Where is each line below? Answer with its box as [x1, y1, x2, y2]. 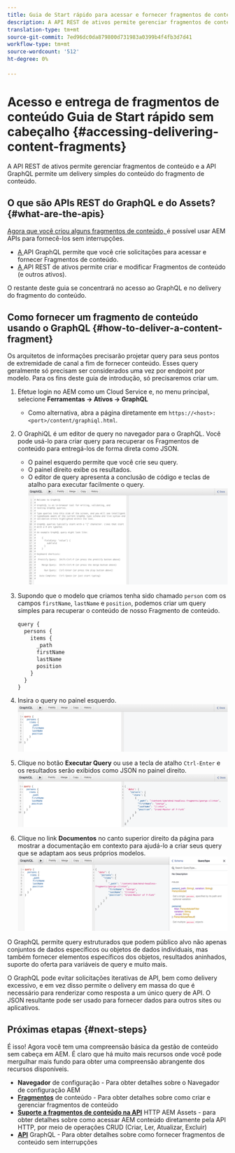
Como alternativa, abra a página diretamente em [27, 408, 168, 417]
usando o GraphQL [7, 322, 91, 334]
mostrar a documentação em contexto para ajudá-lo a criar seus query [17, 841, 222, 850]
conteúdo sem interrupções [17, 1138, 98, 1146]
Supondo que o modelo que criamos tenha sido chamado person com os [17, 592, 227, 600]
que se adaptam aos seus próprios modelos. [17, 848, 146, 857]
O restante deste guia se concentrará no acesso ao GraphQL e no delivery [7, 284, 222, 292]
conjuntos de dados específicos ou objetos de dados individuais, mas [7, 945, 208, 953]
